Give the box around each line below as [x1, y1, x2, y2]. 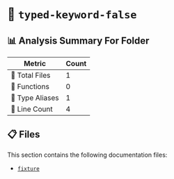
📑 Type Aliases [10, 93, 59, 103]
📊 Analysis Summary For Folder [7, 35, 150, 46]
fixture [17, 165, 40, 172]
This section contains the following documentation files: [7, 151, 168, 159]
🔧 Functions [10, 82, 50, 91]
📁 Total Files [10, 71, 51, 80]
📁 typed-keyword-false [7, 6, 137, 22]
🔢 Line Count [10, 104, 54, 114]
